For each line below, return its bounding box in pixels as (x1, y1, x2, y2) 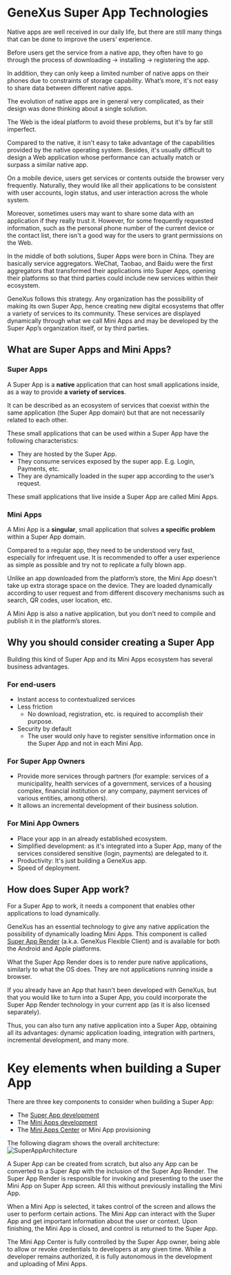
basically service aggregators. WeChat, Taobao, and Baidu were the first (7, 259, 214, 267)
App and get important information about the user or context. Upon (7, 1217, 198, 1225)
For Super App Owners (7, 756, 86, 766)
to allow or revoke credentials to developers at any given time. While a (7, 1245, 207, 1254)
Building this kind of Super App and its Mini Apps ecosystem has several (7, 655, 213, 663)
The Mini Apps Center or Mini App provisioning (17, 1126, 151, 1134)
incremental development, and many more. (7, 1036, 129, 1045)
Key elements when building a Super (7, 1060, 221, 1076)
